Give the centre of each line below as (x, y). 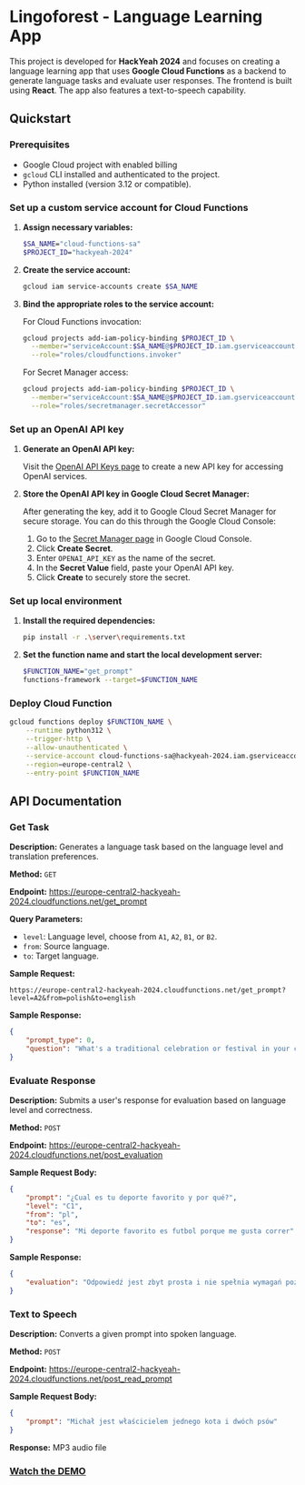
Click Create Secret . (74, 548)
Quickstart (40, 119)
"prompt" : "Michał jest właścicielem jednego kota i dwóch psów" (152, 1421)
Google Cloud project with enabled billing (100, 165)
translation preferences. (54, 857)
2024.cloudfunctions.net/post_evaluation (86, 1154)
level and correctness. (51, 1109)
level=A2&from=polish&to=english (73, 998)
